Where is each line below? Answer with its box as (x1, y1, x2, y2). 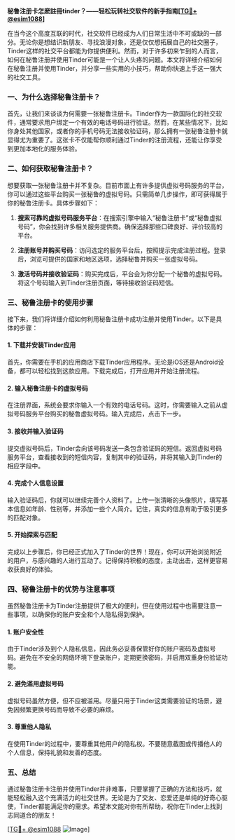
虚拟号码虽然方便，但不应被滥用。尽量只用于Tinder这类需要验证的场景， (7, 696, 216, 705)
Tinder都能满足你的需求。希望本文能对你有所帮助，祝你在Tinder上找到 (19, 802, 222, 811)
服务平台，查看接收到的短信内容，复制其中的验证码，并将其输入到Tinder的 (7, 452, 222, 461)
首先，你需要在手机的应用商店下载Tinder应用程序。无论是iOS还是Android (7, 358, 218, 367)
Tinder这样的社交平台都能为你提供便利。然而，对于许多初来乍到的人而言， (7, 47, 222, 55)
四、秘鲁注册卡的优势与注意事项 (7, 584, 115, 594)
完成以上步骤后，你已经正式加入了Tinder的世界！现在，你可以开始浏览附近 (7, 547, 222, 556)
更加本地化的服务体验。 (13, 144, 81, 153)
